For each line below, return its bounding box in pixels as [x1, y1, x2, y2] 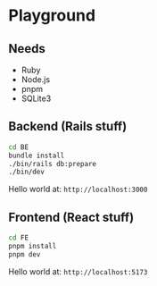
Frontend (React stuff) [8, 209, 135, 224]
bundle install [8, 151, 65, 160]
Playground [8, 5, 95, 26]
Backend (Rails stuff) [8, 119, 128, 134]
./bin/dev [8, 167, 45, 177]
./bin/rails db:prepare [8, 159, 97, 168]
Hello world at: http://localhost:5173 [8, 265, 148, 277]
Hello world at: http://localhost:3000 [8, 184, 148, 195]
